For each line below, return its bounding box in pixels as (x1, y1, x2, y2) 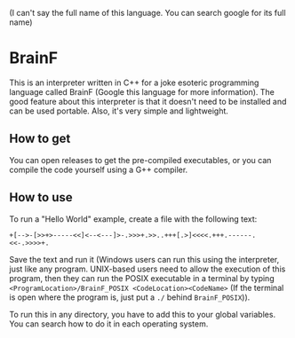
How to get (9, 131, 71, 146)
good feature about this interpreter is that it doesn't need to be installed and (9, 96, 287, 106)
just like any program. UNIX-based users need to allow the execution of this (9, 263, 286, 274)
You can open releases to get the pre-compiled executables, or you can (9, 154, 272, 165)
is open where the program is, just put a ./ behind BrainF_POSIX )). (9, 292, 251, 303)
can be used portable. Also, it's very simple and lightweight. (9, 106, 229, 116)
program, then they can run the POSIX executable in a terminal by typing (9, 272, 275, 283)
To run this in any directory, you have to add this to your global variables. (9, 309, 276, 319)
